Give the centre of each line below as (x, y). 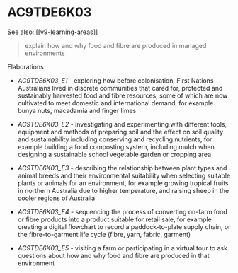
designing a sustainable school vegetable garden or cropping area (114, 154)
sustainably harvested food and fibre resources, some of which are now (123, 95)
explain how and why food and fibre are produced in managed (115, 45)
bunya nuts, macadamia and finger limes (77, 110)
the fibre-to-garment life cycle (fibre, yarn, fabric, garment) (104, 234)
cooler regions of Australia (56, 198)
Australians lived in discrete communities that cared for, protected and (120, 88)
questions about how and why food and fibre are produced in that (113, 255)
